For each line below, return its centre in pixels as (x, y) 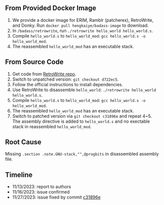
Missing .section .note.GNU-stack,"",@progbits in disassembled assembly (82, 154)
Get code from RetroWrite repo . (44, 74)
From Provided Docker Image (51, 8)
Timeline (19, 175)
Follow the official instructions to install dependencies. (68, 84)
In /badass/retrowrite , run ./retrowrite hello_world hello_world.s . (82, 30)
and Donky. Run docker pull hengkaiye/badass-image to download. (81, 25)
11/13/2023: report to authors (42, 187)
